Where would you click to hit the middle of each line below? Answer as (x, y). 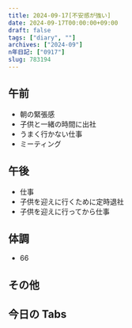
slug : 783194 (30, 60)
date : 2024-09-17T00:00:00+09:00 (63, 23)
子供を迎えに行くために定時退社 (72, 202)
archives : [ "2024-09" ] (45, 45)
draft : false (30, 30)
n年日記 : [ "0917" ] (37, 52)
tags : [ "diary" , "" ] (42, 38)
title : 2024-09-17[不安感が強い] (60, 15)
